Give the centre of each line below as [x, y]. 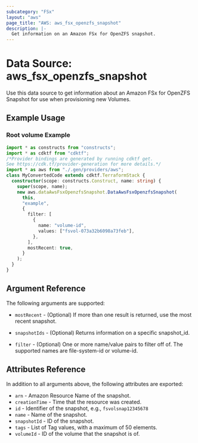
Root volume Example [38, 135]
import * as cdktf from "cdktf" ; [48, 153]
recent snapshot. [35, 321]
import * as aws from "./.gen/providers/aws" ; [65, 170]
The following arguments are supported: [56, 303]
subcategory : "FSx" [30, 12]
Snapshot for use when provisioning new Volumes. [69, 99]
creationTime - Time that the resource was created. [78, 402]
